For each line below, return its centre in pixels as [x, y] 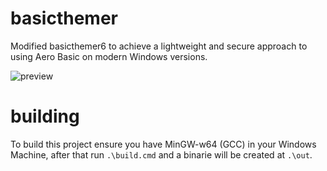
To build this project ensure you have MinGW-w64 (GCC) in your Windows [163, 144]
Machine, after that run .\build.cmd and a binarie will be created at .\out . [161, 154]
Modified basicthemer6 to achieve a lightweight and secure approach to [159, 46]
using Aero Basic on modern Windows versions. [109, 56]
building [45, 116]
